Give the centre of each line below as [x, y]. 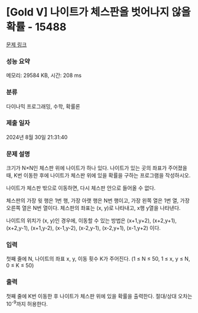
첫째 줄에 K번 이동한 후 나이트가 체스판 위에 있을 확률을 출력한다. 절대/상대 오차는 [99, 296]
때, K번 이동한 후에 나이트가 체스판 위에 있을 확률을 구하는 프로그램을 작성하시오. [98, 175]
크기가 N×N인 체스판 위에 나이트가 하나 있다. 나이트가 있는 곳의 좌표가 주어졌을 [97, 168]
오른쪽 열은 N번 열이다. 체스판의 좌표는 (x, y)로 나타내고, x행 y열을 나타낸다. [93, 208]
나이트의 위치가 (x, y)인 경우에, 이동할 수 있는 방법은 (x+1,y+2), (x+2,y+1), [92, 221]
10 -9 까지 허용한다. [27, 303]
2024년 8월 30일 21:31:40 [37, 137]
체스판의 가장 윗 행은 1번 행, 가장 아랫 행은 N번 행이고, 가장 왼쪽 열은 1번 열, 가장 [98, 201]
